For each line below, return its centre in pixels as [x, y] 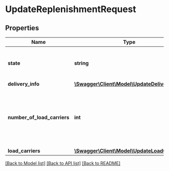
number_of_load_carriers [38, 117]
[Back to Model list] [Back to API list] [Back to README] [63, 163]
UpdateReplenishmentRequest [71, 9]
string [81, 63]
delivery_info [24, 84]
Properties [22, 28]
